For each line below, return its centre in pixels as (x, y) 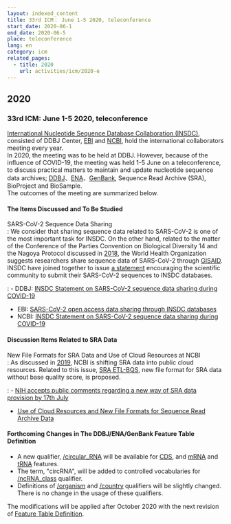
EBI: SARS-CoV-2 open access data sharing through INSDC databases (117, 309)
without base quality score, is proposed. (64, 377)
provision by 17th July (38, 397)
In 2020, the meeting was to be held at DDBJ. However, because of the (108, 155)
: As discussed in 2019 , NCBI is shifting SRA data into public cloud (100, 362)
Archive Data (35, 418)
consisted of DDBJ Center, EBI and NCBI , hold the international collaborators (115, 141)
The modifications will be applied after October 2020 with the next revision (113, 506)
